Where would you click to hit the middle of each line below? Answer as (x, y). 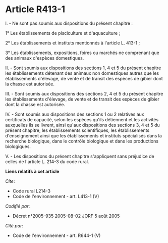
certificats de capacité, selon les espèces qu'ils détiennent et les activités (82, 119)
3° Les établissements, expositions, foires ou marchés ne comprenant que (82, 53)
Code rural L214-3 (32, 191)
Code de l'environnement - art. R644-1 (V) (57, 235)
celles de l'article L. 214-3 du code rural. (47, 161)
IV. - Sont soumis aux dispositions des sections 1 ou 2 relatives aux (75, 114)
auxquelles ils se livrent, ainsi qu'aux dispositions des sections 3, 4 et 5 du (82, 125)
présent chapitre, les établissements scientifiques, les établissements (77, 130)
